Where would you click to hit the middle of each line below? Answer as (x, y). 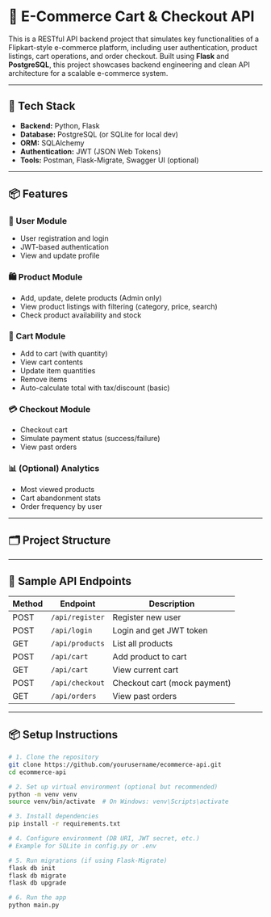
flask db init (32, 868)
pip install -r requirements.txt (65, 824)
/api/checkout (78, 683)
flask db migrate (38, 876)
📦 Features (38, 194)
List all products (143, 644)
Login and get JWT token (160, 631)
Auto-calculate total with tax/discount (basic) (95, 388)
